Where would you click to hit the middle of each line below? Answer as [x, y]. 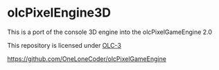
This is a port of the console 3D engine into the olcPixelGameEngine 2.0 [110, 32]
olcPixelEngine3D [59, 13]
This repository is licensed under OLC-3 [64, 45]
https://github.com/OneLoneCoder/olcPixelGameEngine [87, 59]
